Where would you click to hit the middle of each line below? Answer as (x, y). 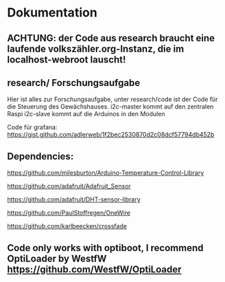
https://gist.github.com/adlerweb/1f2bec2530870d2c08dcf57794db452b (111, 135)
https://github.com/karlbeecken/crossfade (67, 226)
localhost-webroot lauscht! (67, 59)
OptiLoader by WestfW (57, 258)
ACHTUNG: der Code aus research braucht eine (111, 38)
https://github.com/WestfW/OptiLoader (94, 269)
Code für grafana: (32, 127)
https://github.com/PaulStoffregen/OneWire (69, 213)
